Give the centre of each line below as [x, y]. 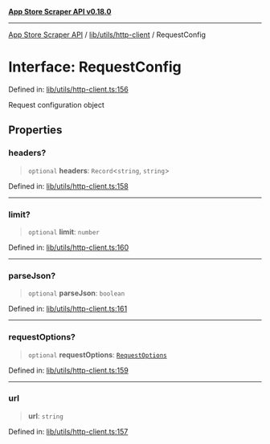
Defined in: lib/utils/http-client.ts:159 [68, 370]
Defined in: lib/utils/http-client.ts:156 [68, 89]
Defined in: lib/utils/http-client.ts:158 [68, 186]
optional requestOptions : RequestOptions [97, 354]
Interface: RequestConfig [95, 67]
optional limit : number [64, 231]
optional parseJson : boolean [76, 293]
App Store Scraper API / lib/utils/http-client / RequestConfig [107, 35]
